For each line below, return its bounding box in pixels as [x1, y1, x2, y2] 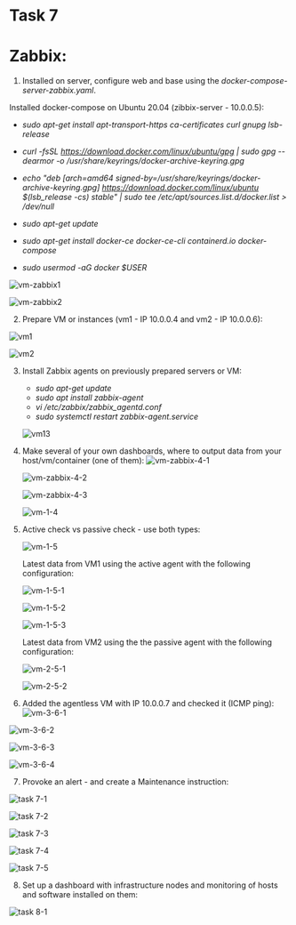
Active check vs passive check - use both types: [21, 524, 201, 535]
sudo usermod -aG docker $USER [21, 262, 148, 273]
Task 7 [9, 5, 59, 26]
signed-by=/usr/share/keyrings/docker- [115, 173, 261, 183]
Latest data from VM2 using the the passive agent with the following [21, 637, 273, 647]
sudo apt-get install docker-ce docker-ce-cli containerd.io [21, 236, 236, 246]
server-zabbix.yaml [21, 85, 94, 96]
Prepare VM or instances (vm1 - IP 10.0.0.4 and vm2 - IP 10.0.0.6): [21, 314, 263, 325]
